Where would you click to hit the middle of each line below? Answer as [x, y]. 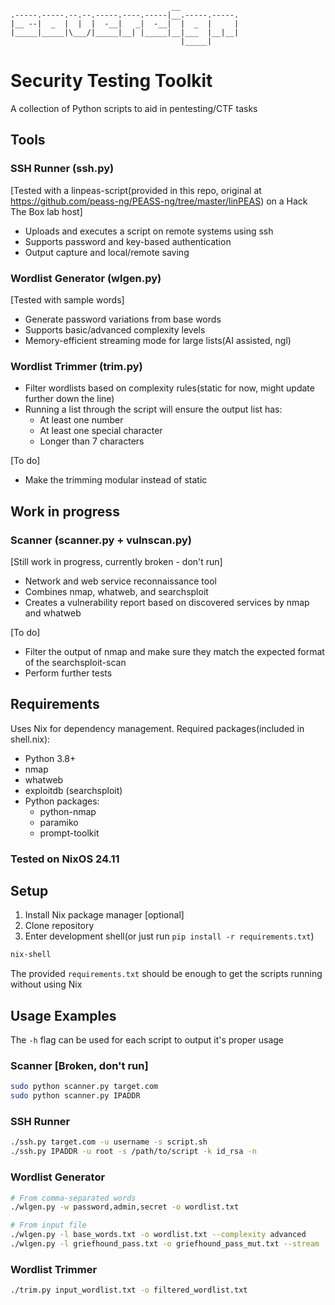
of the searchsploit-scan [75, 662]
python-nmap [68, 811]
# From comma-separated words [73, 1198]
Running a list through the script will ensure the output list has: [153, 409]
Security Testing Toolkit [111, 81]
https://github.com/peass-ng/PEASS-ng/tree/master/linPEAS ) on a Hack [159, 201]
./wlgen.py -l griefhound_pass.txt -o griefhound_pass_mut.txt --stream [165, 1244]
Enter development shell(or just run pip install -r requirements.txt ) [169, 936]
